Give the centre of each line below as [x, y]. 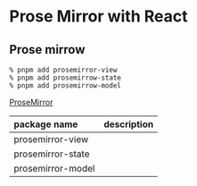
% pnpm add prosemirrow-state [66, 78]
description [129, 124]
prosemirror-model [54, 169]
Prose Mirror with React [98, 17]
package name [46, 124]
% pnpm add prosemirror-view [63, 70]
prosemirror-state [52, 154]
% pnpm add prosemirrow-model [66, 86]
